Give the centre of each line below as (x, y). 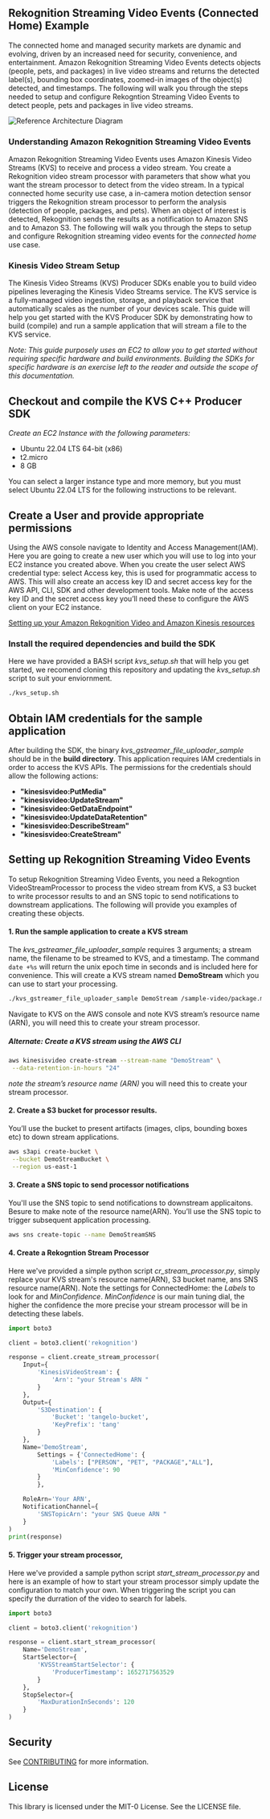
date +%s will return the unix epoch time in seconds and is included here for (133, 967)
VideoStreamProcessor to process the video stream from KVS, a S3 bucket (133, 887)
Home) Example (49, 26)
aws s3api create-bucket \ (53, 1151)
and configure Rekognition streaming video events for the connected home (133, 236)
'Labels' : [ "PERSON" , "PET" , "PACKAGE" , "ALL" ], (133, 1462)
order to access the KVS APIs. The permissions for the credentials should (130, 768)
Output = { (37, 1402)
